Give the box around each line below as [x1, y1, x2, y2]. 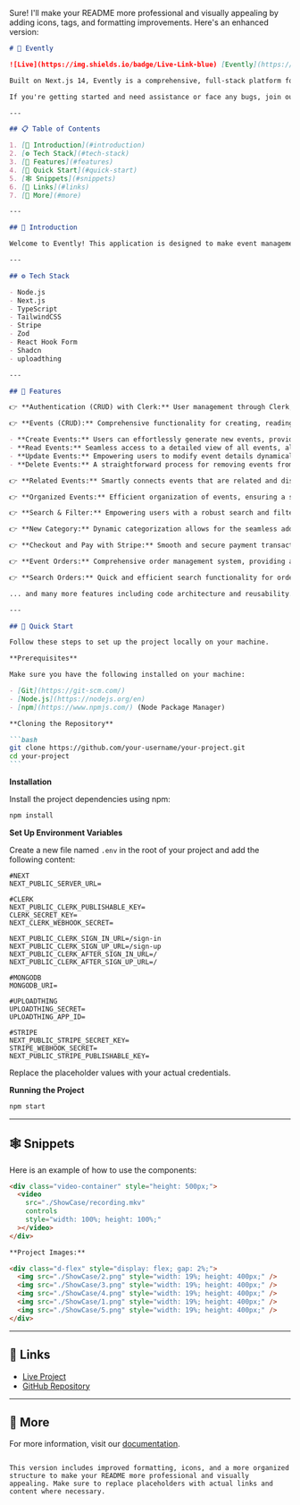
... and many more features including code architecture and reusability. [9, 589, 294, 598]
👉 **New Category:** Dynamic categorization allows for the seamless [9, 525, 278, 534]
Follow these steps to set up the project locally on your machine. [9, 637, 270, 647]
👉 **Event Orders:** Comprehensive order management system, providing [9, 557, 286, 566]
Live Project [21, 1371, 67, 1381]
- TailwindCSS [9, 312, 62, 321]
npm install [9, 811, 54, 820]
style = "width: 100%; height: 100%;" [25, 1215, 162, 1225]
